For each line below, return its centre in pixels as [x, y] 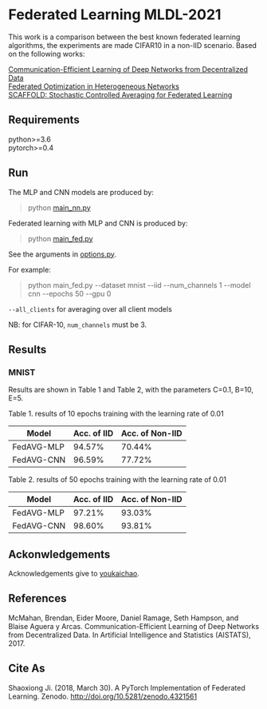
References [37, 598]
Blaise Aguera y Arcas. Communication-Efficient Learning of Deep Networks [134, 626]
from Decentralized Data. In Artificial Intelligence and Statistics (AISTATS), [130, 635]
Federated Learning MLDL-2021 [115, 15]
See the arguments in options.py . [63, 254]
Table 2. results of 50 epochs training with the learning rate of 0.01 [118, 480]
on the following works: [47, 54]
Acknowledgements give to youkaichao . [74, 574]
